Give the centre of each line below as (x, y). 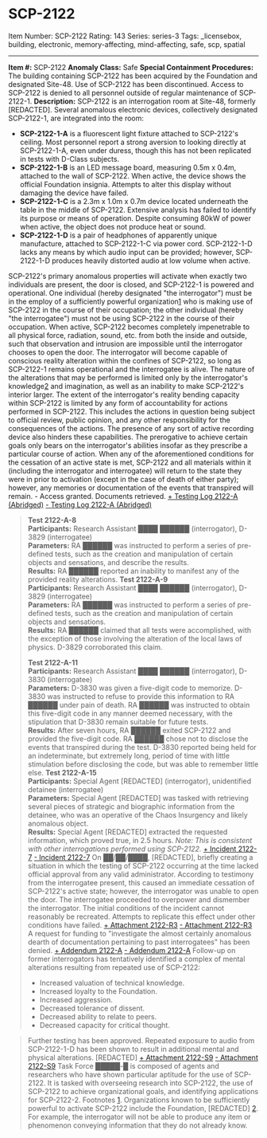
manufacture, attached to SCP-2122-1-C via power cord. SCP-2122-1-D (136, 243)
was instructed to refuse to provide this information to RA (141, 696)
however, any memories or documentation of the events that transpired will (131, 488)
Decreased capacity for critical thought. (105, 1025)
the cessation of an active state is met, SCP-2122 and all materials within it (130, 462)
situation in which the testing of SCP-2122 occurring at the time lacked (143, 865)
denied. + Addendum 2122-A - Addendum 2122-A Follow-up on (132, 950)
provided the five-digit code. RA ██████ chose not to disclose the (138, 739)
